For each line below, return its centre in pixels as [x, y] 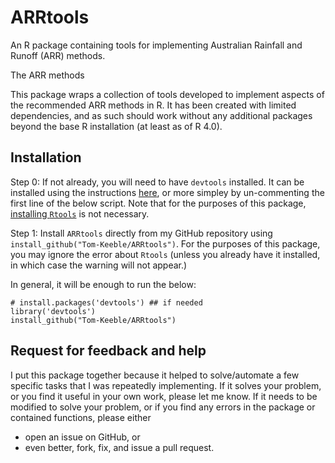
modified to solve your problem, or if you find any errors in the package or [163, 407]
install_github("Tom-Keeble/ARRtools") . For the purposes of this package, [165, 243]
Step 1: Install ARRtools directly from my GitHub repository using [141, 233]
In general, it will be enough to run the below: [103, 284]
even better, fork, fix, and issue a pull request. [119, 447]
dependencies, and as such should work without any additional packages [161, 115]
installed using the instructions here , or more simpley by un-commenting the [167, 192]
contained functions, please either [81, 417]
